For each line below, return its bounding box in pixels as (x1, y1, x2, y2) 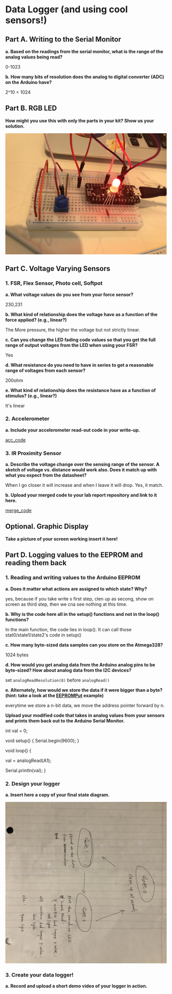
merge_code (5, 507, 32, 513)
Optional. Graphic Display (5, 522, 89, 531)
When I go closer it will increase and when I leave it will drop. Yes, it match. (5, 482, 164, 488)
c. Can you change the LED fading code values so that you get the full (5, 337, 156, 343)
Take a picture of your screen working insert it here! (5, 535, 118, 542)
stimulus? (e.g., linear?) (5, 392, 57, 399)
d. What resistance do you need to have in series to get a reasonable (5, 362, 154, 368)
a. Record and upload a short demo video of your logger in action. (5, 983, 147, 989)
